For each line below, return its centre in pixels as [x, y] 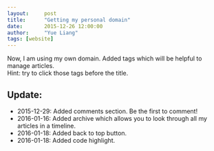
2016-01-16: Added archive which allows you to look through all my [112, 118]
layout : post [32, 13]
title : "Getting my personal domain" [69, 20]
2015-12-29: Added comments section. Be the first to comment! [107, 111]
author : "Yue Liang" [43, 33]
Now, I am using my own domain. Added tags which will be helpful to [105, 58]
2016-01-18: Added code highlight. [66, 140]
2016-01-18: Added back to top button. [72, 133]
